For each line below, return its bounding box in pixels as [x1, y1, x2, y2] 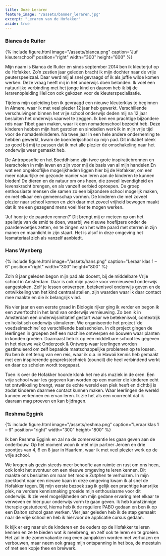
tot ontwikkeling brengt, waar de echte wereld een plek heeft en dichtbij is [5, 382, 157, 388]
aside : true [5, 21, 30, 26]
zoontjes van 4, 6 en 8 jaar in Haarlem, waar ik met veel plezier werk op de [5, 447, 158, 453]
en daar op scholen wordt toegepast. [5, 362, 81, 368]
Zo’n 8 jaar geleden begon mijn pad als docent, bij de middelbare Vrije [5, 273, 149, 279]
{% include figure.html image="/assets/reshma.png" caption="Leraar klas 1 [5, 422, 159, 428]
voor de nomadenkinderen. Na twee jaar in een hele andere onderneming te [5, 131, 160, 137]
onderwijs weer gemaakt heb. [5, 147, 66, 153]
